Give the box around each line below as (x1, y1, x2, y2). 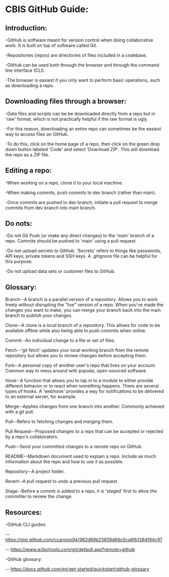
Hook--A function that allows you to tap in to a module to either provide (5, 377, 153, 383)
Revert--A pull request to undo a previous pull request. (5, 478, 119, 485)
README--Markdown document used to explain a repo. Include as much (5, 453, 156, 459)
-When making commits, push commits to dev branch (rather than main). (5, 189, 156, 196)
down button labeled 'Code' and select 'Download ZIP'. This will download (5, 146, 160, 152)
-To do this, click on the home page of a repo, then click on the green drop (5, 140, 160, 147)
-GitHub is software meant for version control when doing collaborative (5, 37, 153, 43)
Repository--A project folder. (5, 468, 65, 474)
